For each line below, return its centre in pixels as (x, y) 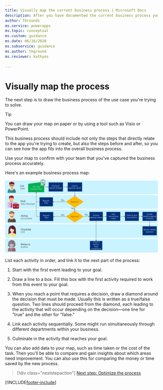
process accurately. (25, 164)
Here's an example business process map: (48, 173)
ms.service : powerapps (28, 26)
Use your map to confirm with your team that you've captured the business (80, 158)
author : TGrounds (23, 20)
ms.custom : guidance (26, 36)
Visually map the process (57, 86)
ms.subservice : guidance (30, 46)
